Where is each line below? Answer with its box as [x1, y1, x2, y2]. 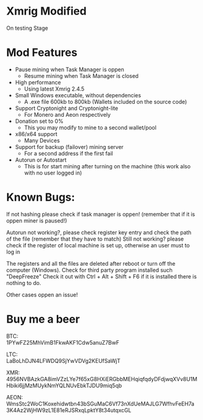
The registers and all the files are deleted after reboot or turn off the [6, 260, 176, 267]
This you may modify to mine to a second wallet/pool [24, 123, 156, 131]
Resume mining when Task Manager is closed [24, 72, 139, 80]
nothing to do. [6, 279, 41, 286]
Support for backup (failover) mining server [15, 143, 124, 150]
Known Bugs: [6, 190, 75, 204]
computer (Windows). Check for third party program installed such [6, 266, 173, 274]
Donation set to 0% [15, 117, 64, 125]
